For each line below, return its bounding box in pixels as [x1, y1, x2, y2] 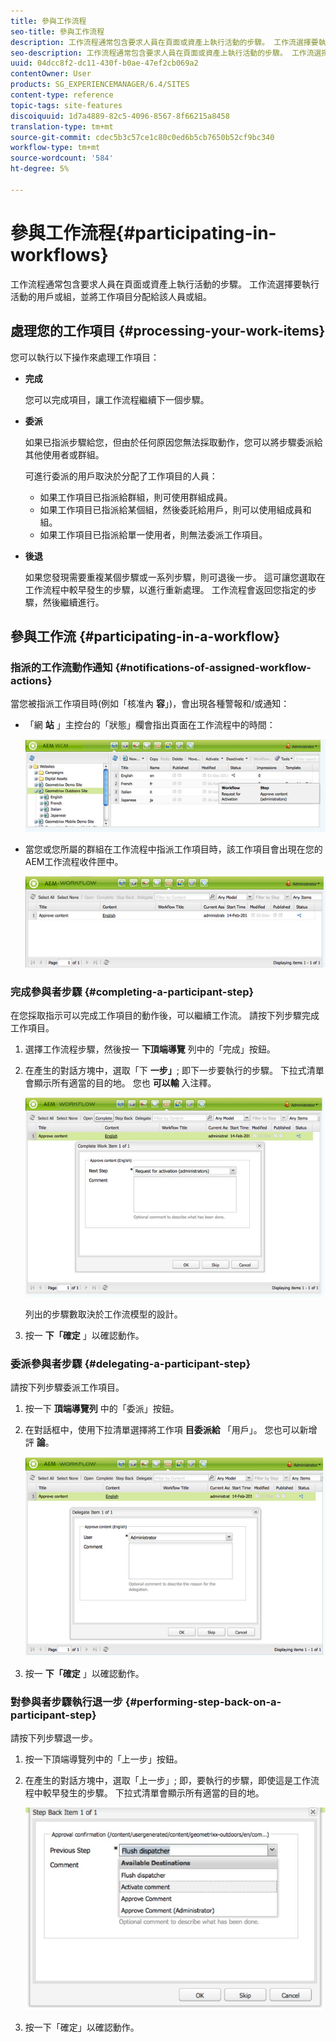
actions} [10, 673, 53, 687]
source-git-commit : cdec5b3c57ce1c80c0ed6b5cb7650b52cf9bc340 [10, 132, 275, 142]
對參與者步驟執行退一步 [10, 1695, 123, 1709]
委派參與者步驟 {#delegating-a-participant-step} [10, 1356, 252, 1370]
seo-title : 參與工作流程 [10, 26, 105, 37]
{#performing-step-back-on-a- [124, 1695, 282, 1709]
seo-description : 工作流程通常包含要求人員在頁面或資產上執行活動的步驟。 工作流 [10, 48, 315, 58]
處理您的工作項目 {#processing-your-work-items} [10, 323, 326, 340]
